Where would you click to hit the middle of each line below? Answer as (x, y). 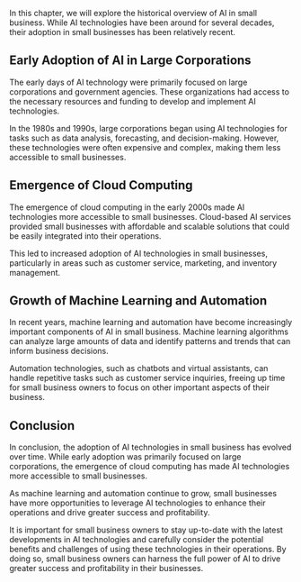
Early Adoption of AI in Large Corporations (130, 61)
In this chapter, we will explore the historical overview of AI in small (133, 13)
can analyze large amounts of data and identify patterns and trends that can (150, 341)
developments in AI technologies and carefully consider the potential (137, 540)
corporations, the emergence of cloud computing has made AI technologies (150, 467)
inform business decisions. (59, 351)
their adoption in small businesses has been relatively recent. (123, 32)
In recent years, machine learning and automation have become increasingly (151, 323)
